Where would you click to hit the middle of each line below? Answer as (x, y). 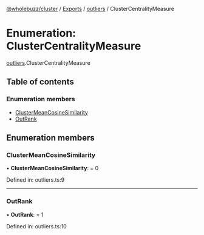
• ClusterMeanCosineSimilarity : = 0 (53, 168)
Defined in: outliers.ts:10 (36, 226)
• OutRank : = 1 (25, 214)
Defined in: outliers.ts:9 (36, 180)
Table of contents (40, 82)
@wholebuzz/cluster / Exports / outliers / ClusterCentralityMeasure (90, 9)
